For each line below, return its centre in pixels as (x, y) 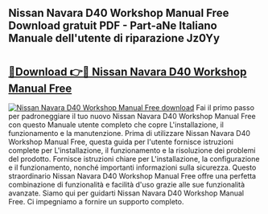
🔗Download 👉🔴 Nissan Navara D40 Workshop (128, 72)
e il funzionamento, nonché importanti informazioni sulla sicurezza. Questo (132, 167)
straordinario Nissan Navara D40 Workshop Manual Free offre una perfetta (132, 176)
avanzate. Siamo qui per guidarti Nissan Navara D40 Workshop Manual (126, 193)
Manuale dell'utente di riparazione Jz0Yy (114, 38)
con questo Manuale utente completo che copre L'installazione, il (116, 125)
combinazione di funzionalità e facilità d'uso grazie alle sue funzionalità (127, 185)
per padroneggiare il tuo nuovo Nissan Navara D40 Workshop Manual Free (132, 116)
